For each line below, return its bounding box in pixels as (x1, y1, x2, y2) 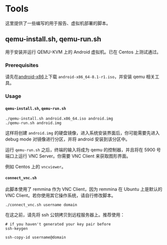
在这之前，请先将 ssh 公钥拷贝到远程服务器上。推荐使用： (5, 212, 125, 218)
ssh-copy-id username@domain (5, 235, 66, 240)
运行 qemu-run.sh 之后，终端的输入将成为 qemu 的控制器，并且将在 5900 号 (5, 147, 161, 153)
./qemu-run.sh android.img (5, 120, 62, 125)
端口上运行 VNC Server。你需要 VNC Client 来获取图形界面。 (5, 153, 131, 159)
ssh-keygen (5, 226, 28, 231)
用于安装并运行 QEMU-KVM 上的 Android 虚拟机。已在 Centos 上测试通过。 (5, 48, 161, 55)
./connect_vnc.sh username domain (5, 202, 78, 207)
